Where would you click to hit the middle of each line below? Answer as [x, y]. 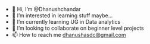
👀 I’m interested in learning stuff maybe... [62, 15]
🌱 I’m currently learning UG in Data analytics [66, 22]
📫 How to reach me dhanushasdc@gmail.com [69, 35]
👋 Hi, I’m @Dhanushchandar [46, 9]
